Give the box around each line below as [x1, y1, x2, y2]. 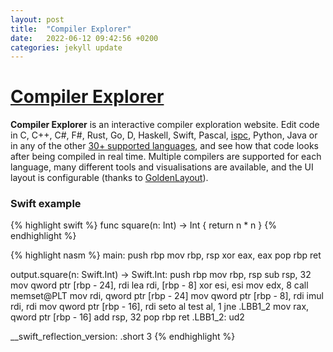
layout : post [10, 14, 65, 25]
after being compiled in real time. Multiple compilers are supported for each [10, 151, 322, 163]
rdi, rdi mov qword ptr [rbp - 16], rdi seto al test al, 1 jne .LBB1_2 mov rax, [10, 301, 310, 313]
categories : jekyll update [10, 42, 123, 53]
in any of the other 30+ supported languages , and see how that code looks [10, 140, 319, 152]
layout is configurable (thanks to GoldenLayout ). [10, 172, 209, 184]
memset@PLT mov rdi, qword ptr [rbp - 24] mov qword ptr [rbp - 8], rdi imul [10, 290, 324, 302]
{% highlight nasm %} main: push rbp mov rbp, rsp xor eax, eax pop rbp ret [10, 249, 322, 261]
